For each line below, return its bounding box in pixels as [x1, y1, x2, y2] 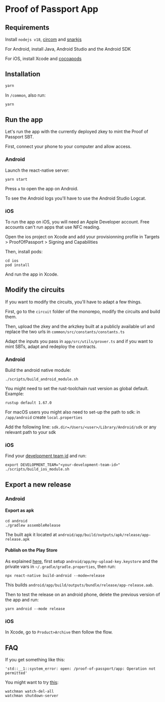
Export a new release [5, 480, 72, 489]
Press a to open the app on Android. [5, 185, 79, 192]
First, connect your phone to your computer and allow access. [5, 143, 132, 149]
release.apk [5, 537, 30, 542]
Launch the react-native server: [5, 167, 70, 173]
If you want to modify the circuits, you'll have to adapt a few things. [5, 299, 142, 305]
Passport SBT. [5, 134, 34, 140]
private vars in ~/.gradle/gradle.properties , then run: [5, 563, 116, 569]
